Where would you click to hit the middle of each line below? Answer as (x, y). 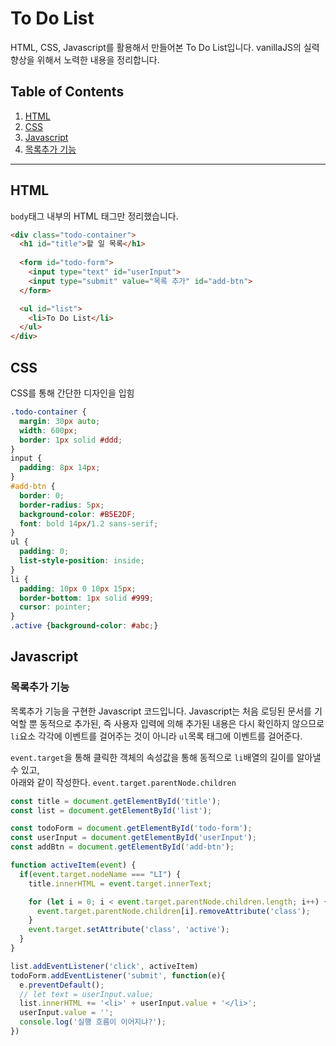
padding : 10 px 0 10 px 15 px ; (78, 588)
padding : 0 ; (44, 552)
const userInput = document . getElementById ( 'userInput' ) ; (133, 838)
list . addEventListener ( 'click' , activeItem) (104, 966)
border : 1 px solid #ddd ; (71, 440)
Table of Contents (67, 92)
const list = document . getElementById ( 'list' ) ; (111, 810)
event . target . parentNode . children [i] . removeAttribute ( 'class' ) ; (173, 911)
